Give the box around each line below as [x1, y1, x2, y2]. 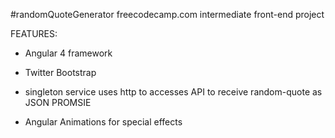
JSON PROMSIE [24, 97, 92, 108]
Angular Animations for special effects [24, 116, 183, 128]
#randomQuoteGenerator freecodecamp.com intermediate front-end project [10, 9, 325, 20]
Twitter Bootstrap [24, 67, 97, 78]
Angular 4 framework [24, 47, 113, 59]
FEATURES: [10, 28, 58, 39]
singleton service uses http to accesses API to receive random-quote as [24, 86, 323, 98]
